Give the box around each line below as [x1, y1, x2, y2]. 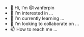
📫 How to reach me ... [10, 26, 58, 32]
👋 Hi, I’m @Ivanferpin [10, 5, 54, 10]
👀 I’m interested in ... [10, 10, 53, 16]
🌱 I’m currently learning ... [10, 15, 65, 21]
